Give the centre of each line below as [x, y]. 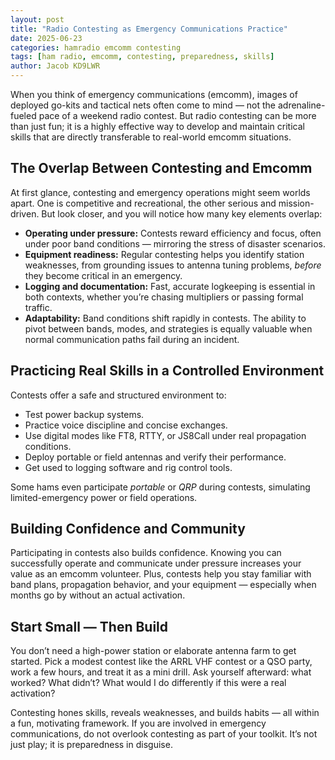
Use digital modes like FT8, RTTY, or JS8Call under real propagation [165, 435]
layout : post [37, 19]
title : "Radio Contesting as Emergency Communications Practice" [149, 29]
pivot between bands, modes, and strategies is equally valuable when [168, 328]
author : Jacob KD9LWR [55, 66]
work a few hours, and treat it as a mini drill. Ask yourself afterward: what [161, 672]
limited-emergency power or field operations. [104, 497]
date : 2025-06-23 [46, 38]
